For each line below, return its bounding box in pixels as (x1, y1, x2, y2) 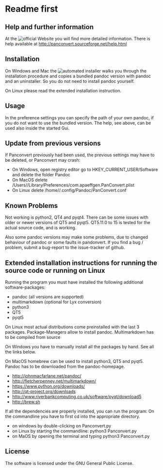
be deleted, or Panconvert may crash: (5, 157, 81, 163)
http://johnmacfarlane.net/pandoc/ (12, 373, 81, 379)
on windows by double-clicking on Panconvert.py (12, 423, 112, 429)
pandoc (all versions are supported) (12, 294, 84, 300)
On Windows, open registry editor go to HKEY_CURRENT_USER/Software (12, 167, 158, 172)
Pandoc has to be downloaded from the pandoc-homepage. (5, 364, 125, 370)
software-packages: (5, 284, 46, 290)
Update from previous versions (5, 139, 101, 148)
